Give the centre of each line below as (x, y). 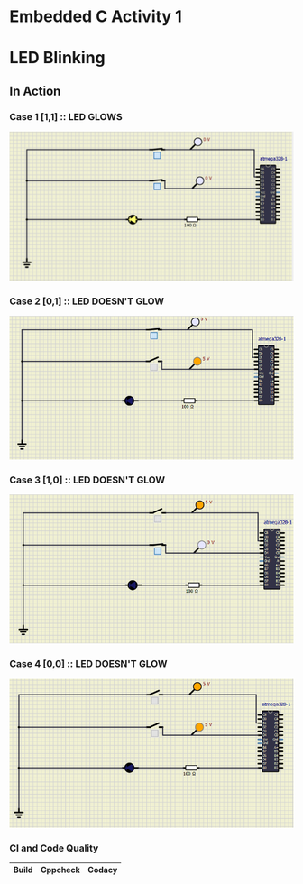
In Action (35, 91)
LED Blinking (57, 58)
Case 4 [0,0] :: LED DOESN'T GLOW (88, 664)
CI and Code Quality (54, 848)
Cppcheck (60, 870)
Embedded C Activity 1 (96, 17)
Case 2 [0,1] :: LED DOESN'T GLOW (87, 301)
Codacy (103, 870)
